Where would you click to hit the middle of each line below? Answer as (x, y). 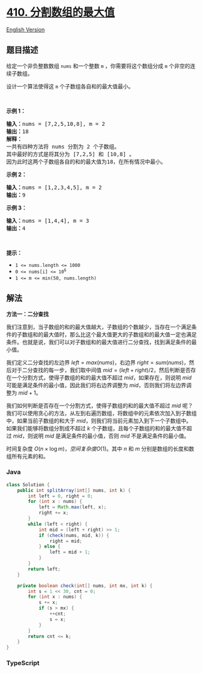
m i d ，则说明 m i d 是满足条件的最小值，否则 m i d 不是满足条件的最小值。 (101, 436)
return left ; (44, 569)
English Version (26, 29)
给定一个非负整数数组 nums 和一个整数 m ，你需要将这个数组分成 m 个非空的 (98, 66)
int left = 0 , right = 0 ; (61, 496)
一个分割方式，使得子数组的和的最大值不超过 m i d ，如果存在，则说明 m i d (101, 377)
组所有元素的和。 (27, 456)
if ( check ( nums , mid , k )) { (74, 535)
